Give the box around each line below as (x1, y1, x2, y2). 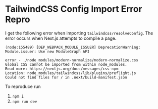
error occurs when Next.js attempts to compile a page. (5, 35, 116, 41)
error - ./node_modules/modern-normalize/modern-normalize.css (5, 57, 139, 62)
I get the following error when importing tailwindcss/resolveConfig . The (5, 30, 154, 36)
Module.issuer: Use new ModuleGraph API (5, 49, 90, 54)
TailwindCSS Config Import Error (5, 3, 143, 15)
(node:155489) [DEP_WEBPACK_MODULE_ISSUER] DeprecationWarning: (5, 45, 141, 50)
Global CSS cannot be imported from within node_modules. (5, 62, 127, 67)
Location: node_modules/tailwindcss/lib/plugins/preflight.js (5, 70, 136, 76)
